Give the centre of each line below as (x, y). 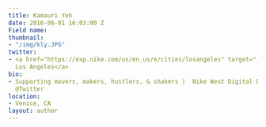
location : (25, 96)
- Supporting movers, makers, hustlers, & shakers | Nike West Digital (131, 81)
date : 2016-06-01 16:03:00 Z (56, 23)
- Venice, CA (30, 103)
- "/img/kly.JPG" (37, 45)
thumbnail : (26, 37)
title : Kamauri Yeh (40, 15)
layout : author (33, 111)
